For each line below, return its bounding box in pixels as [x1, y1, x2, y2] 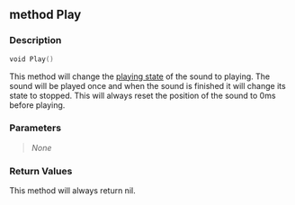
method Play [9, 7, 82, 22]
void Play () [9, 54, 54, 64]
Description [9, 34, 62, 47]
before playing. [9, 99, 66, 111]
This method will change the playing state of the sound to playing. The [9, 71, 271, 82]
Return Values [9, 165, 73, 177]
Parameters [9, 121, 61, 134]
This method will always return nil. [9, 185, 137, 196]
